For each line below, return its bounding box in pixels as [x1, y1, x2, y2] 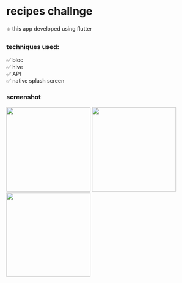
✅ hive [6, 63, 23, 71]
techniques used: [6, 42, 60, 51]
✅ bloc [6, 56, 24, 64]
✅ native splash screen [6, 77, 65, 85]
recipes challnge [6, 4, 93, 18]
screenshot [6, 93, 42, 102]
